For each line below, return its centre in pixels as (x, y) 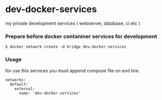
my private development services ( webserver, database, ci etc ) (73, 23)
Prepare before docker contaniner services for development (81, 36)
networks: (16, 80)
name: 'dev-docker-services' (50, 93)
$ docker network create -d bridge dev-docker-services (66, 47)
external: (25, 89)
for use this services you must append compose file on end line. (73, 70)
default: (19, 84)
